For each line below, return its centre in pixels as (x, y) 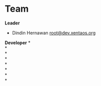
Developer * (18, 42)
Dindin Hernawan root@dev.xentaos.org (54, 33)
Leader (12, 23)
